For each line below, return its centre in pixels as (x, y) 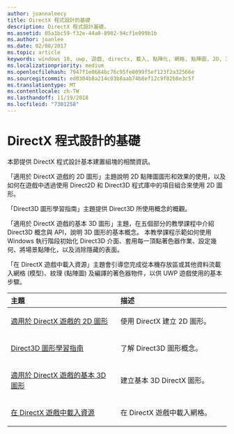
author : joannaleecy (37, 14)
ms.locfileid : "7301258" (43, 104)
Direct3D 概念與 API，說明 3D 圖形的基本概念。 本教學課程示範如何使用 (109, 232)
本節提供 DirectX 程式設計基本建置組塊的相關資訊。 (81, 162)
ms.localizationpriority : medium (56, 65)
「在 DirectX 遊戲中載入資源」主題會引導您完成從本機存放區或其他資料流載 (114, 264)
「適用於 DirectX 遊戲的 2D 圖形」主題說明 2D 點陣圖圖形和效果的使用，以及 (117, 176)
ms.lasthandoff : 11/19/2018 (48, 98)
